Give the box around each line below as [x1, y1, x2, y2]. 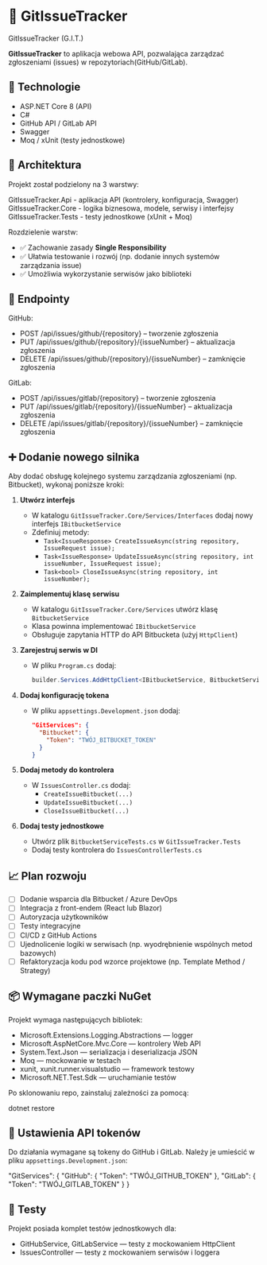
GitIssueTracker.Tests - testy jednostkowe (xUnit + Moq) [8, 211, 193, 221]
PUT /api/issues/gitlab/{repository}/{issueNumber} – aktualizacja [19, 402, 233, 412]
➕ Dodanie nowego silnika [8, 450, 140, 464]
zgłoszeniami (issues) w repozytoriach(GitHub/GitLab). [8, 57, 188, 67]
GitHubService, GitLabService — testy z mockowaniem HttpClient [19, 1240, 236, 1249]
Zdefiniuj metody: [31, 528, 90, 537]
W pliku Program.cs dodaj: [31, 661, 117, 670]
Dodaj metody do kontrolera [19, 765, 114, 774]
